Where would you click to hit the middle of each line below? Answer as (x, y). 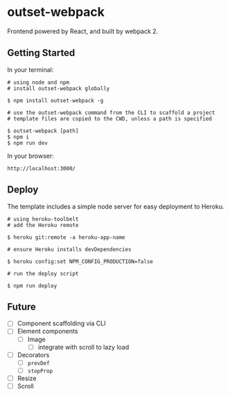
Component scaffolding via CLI (61, 323)
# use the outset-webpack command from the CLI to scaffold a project (111, 112)
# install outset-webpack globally (59, 88)
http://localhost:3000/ (42, 168)
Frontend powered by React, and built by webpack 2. (83, 31)
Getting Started (41, 53)
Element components (47, 331)
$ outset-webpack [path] (43, 131)
